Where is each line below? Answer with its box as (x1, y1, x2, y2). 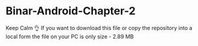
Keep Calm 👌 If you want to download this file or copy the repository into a (5, 24, 193, 31)
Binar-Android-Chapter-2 (5, 4, 136, 18)
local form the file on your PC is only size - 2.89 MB (5, 33, 134, 40)
